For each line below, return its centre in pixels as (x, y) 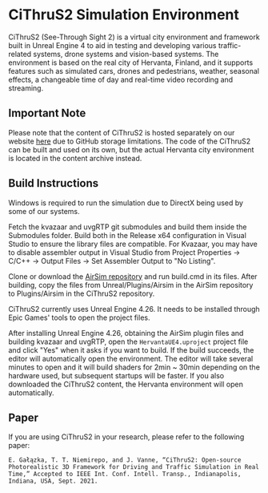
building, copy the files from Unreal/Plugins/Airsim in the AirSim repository (131, 285)
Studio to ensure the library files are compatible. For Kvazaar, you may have (133, 244)
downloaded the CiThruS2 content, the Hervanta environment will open (126, 384)
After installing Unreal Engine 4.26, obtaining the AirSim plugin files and (126, 333)
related (20, 54)
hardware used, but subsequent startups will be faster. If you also (116, 375)
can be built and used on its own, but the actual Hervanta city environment (131, 149)
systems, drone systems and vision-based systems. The (126, 54)
